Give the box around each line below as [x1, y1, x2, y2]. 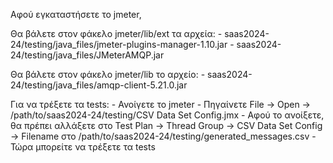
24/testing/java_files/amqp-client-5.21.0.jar [10, 79, 188, 91]
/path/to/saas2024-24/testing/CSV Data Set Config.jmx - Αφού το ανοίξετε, [10, 109, 325, 121]
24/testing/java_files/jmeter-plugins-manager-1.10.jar [10, 39, 228, 50]
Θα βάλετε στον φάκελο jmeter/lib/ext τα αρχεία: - [10, 28, 223, 39]
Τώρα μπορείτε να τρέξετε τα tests [10, 141, 156, 153]
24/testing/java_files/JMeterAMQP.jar [10, 49, 165, 61]
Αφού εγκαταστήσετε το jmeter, [10, 9, 142, 20]
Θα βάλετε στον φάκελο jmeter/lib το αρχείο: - [10, 69, 206, 80]
